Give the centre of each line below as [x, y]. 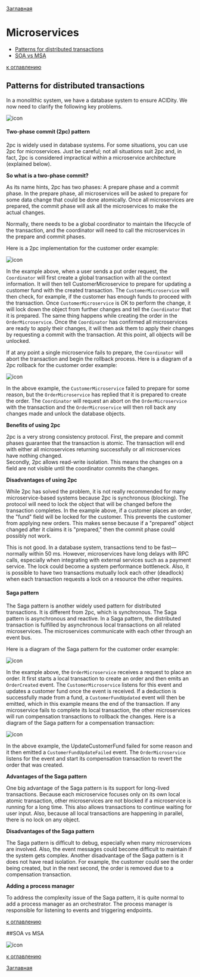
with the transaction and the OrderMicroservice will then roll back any [91, 407]
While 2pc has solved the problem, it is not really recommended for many [96, 491]
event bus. [19, 638]
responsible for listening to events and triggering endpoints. [79, 910]
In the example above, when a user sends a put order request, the [87, 271]
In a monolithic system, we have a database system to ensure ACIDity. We [97, 100]
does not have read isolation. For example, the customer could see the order [100, 862]
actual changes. [26, 212]
